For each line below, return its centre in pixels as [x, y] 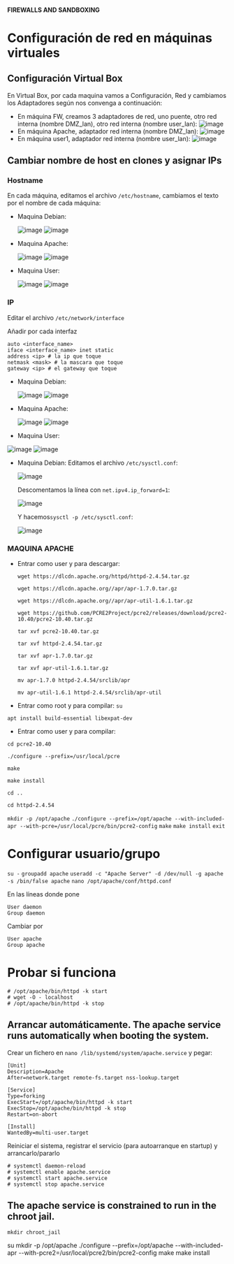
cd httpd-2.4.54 [31, 805]
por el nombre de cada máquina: [54, 203]
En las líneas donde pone [44, 894]
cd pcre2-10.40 [29, 744]
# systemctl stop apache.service [56, 1184]
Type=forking [26, 1096]
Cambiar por [25, 926]
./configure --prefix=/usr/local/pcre [64, 756]
